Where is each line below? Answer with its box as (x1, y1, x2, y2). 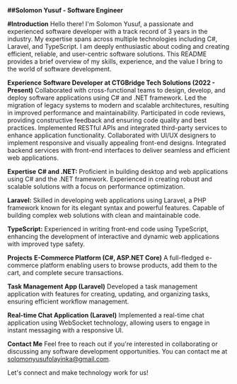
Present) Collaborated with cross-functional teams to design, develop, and (7, 86, 226, 94)
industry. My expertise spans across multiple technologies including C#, (7, 35, 218, 43)
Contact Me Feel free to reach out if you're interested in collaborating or (7, 339, 218, 348)
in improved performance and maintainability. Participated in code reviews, (7, 109, 226, 117)
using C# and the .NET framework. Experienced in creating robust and (7, 175, 212, 183)
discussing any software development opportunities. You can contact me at (7, 347, 228, 356)
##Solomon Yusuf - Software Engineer (7, 6, 124, 14)
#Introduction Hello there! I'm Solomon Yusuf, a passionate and (7, 20, 194, 28)
